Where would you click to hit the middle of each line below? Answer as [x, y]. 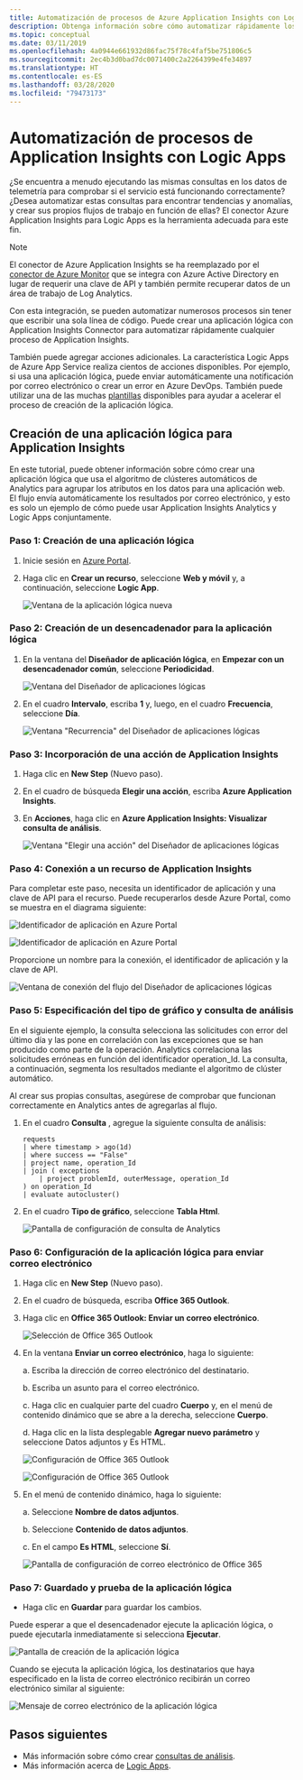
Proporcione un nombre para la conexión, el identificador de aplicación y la [149, 960]
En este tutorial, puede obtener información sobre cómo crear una [132, 469]
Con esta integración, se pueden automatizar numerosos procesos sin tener [151, 311]
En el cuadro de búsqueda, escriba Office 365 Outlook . [126, 1301]
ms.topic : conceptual [50, 34]
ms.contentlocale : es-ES [56, 77]
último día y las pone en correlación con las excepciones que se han [137, 1039]
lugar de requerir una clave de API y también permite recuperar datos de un [150, 284]
